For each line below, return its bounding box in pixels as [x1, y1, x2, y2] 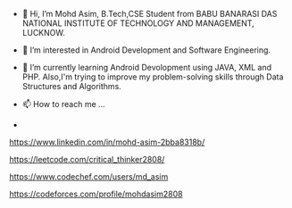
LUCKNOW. [21, 28, 65, 37]
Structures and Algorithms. [21, 81, 122, 91]
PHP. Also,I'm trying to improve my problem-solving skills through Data [21, 71, 284, 82]
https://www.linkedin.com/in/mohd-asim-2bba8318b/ [9, 137, 205, 147]
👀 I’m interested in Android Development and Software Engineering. [21, 45, 271, 55]
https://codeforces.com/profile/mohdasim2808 [9, 188, 183, 199]
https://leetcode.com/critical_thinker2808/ [9, 154, 165, 164]
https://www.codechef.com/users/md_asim [9, 171, 169, 182]
